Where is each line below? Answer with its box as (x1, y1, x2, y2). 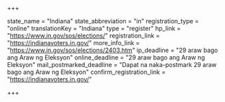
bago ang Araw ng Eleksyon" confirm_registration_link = (7, 68, 166, 76)
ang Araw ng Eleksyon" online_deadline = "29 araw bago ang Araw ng (7, 53, 205, 62)
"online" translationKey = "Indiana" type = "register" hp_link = (7, 25, 181, 32)
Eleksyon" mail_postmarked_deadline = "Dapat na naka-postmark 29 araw (7, 61, 217, 68)
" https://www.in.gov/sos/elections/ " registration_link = (7, 31, 161, 40)
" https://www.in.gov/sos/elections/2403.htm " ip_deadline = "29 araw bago (7, 46, 218, 54)
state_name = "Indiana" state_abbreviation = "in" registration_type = (7, 17, 200, 25)
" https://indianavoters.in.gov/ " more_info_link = (7, 39, 140, 47)
